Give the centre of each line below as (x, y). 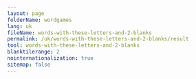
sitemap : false (29, 65)
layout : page (26, 13)
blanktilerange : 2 (33, 52)
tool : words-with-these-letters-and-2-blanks (73, 45)
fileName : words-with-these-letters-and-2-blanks (80, 33)
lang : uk (20, 26)
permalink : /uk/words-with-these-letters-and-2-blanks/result (98, 39)
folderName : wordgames (40, 20)
